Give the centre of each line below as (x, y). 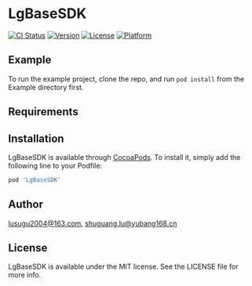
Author (26, 205)
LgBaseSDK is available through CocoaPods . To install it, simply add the (124, 157)
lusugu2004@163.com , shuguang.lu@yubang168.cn (93, 223)
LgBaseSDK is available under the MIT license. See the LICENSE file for (123, 266)
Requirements (43, 112)
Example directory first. (46, 87)
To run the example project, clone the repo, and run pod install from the (126, 78)
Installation (36, 138)
